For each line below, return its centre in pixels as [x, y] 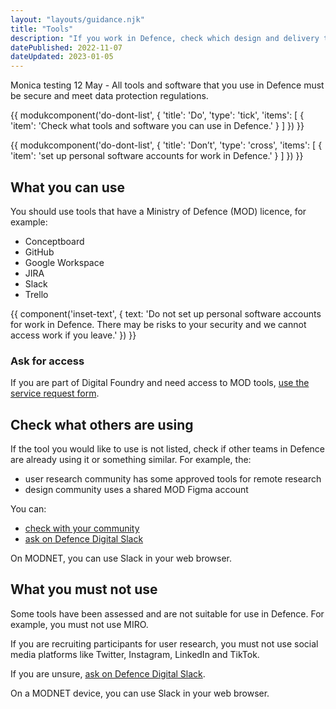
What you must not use [84, 589]
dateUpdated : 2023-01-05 [62, 57]
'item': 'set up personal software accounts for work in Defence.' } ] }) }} [157, 156]
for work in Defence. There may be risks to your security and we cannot [158, 324]
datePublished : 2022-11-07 [66, 47]
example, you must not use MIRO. [79, 624]
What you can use [68, 187]
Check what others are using [102, 424]
